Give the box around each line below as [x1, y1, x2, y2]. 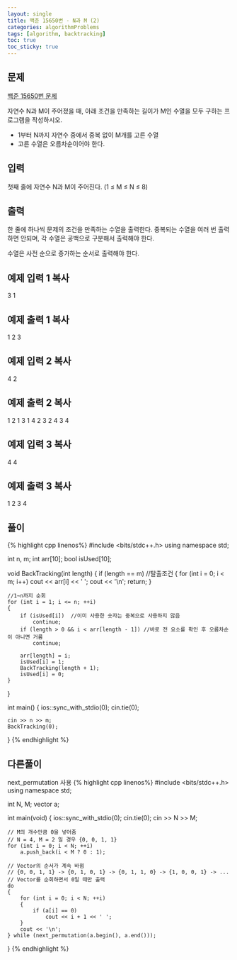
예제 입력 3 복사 [7, 438, 72, 451]
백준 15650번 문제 [7, 92, 58, 100]
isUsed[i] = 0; [20, 671, 65, 678]
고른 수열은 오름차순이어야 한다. [17, 139, 105, 148]
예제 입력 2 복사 [7, 355, 72, 368]
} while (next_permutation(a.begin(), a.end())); [7, 932, 157, 939]
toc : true [7, 37, 37, 44]
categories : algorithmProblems [7, 23, 100, 31]
